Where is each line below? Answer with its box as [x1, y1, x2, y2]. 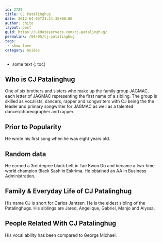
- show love [7, 43, 32, 48]
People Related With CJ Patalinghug [5, 219, 116, 227]
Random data [5, 150, 46, 158]
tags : [5, 39, 16, 44]
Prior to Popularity [5, 122, 62, 131]
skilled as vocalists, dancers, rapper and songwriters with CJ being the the [5, 98, 154, 104]
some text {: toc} [12, 61, 46, 67]
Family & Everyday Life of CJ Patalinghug [5, 187, 132, 195]
